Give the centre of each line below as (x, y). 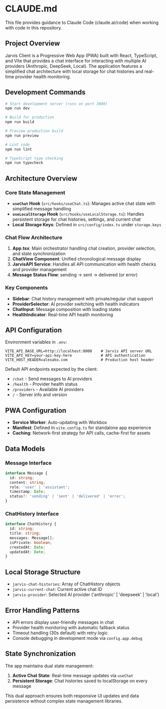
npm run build (20, 122)
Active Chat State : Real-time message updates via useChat (73, 675)
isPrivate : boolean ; (31, 543)
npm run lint (19, 149)
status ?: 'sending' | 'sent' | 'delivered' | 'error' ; (68, 496)
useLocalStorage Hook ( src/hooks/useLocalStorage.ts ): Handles (78, 214)
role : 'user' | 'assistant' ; (40, 487)
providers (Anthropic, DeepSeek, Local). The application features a (74, 66)
